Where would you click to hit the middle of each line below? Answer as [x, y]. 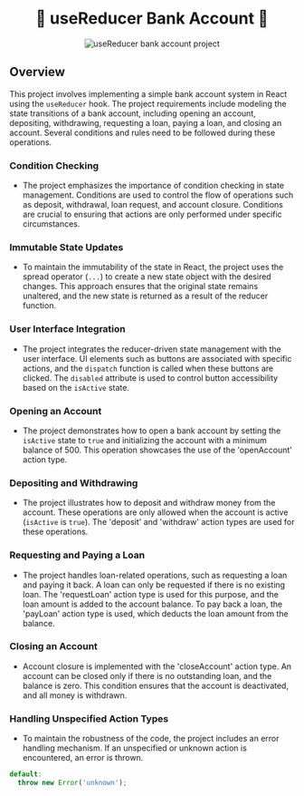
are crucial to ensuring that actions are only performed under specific [152, 214]
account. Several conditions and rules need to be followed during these [142, 132]
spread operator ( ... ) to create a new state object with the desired [147, 277]
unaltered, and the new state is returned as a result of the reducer [145, 296]
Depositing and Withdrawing [74, 482]
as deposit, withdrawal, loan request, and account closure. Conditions [152, 205]
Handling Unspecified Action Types [89, 718]
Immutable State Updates [66, 247]
